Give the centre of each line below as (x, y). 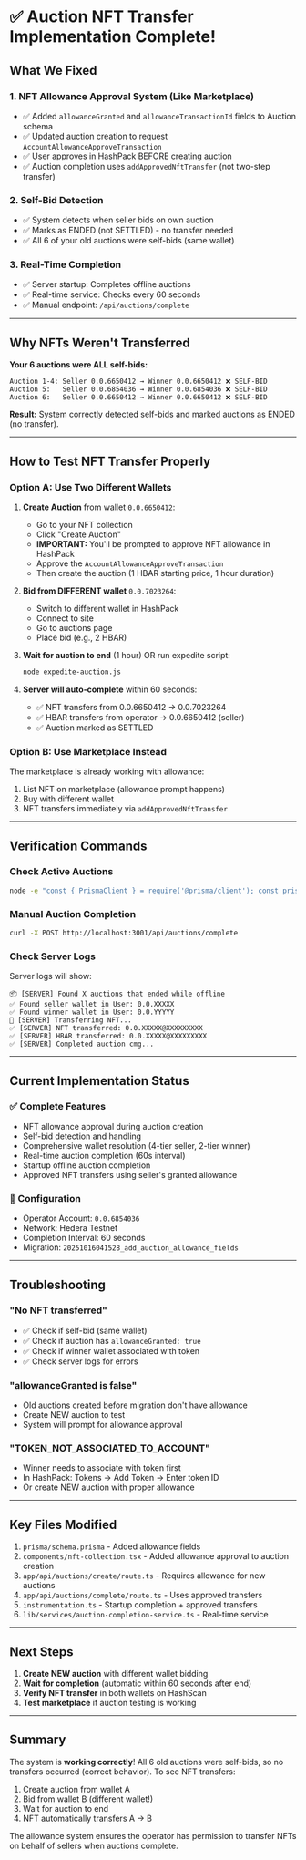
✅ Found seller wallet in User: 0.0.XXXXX (92, 1005)
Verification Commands (78, 846)
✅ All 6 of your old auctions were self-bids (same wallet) (128, 241)
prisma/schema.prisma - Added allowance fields (112, 1546)
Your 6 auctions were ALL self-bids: (79, 365)
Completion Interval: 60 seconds (84, 1238)
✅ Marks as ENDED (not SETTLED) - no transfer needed (128, 231)
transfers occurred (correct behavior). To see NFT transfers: (122, 1772)
